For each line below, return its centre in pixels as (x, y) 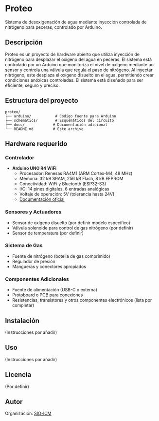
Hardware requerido (36, 144)
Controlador (20, 157)
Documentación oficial (42, 199)
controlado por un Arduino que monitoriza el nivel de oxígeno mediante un (79, 64)
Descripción (24, 43)
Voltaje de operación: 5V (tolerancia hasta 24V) (67, 194)
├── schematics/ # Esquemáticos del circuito (60, 120)
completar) (23, 306)
